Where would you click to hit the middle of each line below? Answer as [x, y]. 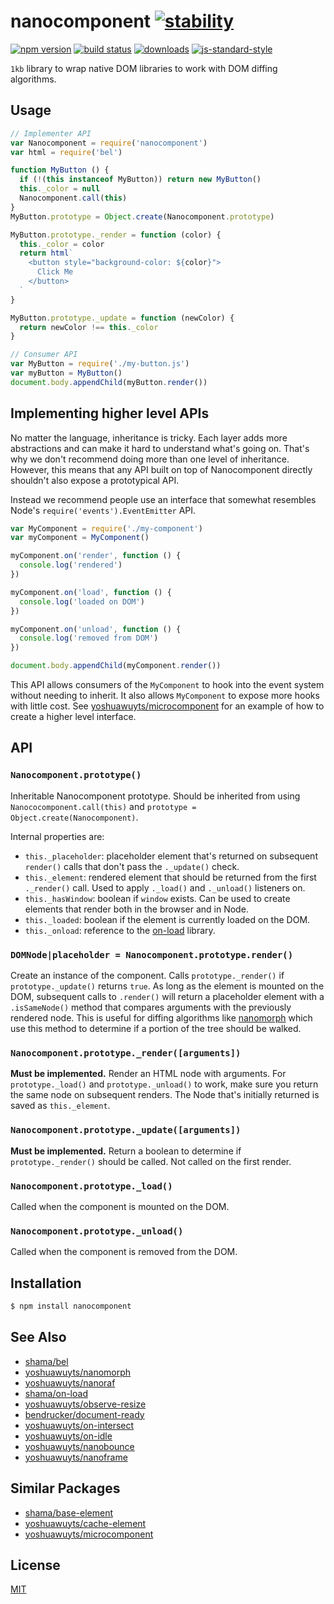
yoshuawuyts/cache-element [85, 1523]
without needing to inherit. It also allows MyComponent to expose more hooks [165, 696]
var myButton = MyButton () [66, 373]
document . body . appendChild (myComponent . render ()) [116, 666]
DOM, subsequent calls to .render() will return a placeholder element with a [167, 997]
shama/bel [46, 1361]
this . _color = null [60, 189]
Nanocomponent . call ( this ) [73, 198]
